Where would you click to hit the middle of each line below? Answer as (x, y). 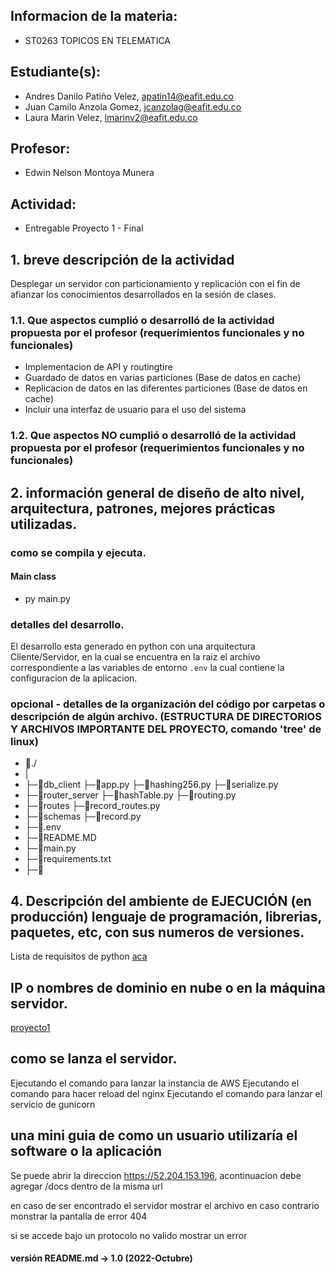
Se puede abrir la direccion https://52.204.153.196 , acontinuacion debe (156, 1175)
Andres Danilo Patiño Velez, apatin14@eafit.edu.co (129, 96)
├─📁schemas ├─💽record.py (83, 816)
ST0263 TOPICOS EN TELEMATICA (97, 40)
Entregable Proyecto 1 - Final (84, 228)
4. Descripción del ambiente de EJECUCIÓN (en (161, 900)
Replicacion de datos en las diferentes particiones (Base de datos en (166, 388)
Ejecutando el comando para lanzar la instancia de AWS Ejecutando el (155, 1083)
